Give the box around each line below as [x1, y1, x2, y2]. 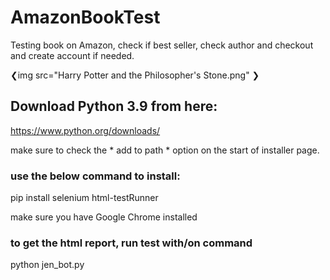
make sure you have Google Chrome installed [10, 211, 198, 223]
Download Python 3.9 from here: [10, 98, 218, 115]
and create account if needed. [10, 49, 135, 61]
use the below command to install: [10, 169, 181, 183]
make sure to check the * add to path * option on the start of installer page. [10, 144, 320, 156]
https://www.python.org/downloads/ [10, 124, 161, 136]
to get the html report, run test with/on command [10, 236, 253, 250]
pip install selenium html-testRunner [10, 192, 159, 204]
